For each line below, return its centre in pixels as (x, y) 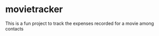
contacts (14, 28)
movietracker (34, 9)
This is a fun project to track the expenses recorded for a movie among (80, 23)
